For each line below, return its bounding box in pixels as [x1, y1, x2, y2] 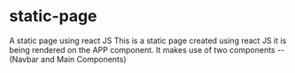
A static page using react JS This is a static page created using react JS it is [9, 35, 287, 46]
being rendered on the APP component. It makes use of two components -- [9, 44, 285, 55]
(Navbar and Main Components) [9, 54, 127, 64]
